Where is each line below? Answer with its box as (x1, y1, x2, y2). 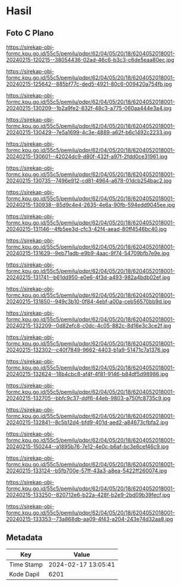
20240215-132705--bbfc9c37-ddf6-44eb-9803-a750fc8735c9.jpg (6, 394, 171, 402)
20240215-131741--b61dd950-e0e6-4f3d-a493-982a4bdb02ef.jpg (6, 274, 170, 281)
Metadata (6, 532, 43, 543)
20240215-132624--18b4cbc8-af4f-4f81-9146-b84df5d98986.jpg (6, 371, 169, 377)
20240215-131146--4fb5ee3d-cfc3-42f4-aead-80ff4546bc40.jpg (6, 225, 167, 233)
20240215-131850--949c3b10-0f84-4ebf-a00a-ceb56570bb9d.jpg (6, 298, 171, 305)
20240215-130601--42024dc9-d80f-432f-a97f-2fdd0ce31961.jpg (6, 153, 168, 160)
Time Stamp (9, 560, 43, 569)
